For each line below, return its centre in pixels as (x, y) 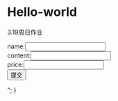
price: (16, 64)
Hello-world (42, 12)
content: (19, 55)
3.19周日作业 (25, 32)
